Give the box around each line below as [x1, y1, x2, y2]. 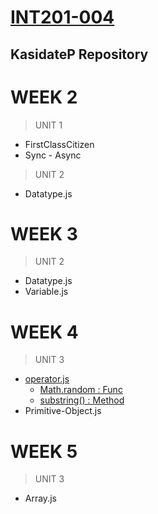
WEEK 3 [10, 222, 78, 245]
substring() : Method [39, 394, 125, 406]
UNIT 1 [34, 119, 63, 131]
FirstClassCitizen [24, 138, 95, 150]
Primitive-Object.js [24, 405, 102, 417]
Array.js [24, 492, 57, 505]
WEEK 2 [10, 86, 78, 108]
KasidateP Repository [10, 46, 149, 63]
